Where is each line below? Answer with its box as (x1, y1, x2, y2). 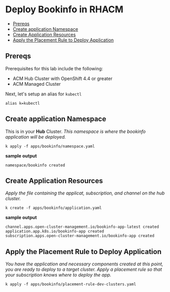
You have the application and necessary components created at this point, (5, 261, 164, 267)
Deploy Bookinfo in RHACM (5, 4, 124, 15)
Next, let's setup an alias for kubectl (5, 91, 82, 97)
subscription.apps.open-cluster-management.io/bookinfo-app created (5, 233, 155, 239)
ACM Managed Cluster (12, 81, 61, 87)
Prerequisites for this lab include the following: (5, 65, 103, 71)
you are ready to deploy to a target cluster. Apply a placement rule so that (5, 266, 162, 272)
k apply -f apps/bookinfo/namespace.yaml (5, 144, 95, 149)
